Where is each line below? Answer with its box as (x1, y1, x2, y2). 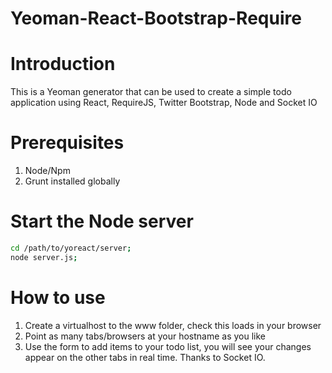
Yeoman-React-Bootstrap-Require (10, 7, 302, 30)
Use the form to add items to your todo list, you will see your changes (24, 340, 312, 352)
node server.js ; (10, 252, 78, 262)
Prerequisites (10, 132, 125, 154)
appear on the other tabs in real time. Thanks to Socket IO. (24, 351, 266, 363)
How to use (10, 286, 106, 309)
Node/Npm (24, 165, 71, 177)
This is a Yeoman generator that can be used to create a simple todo (10, 86, 292, 98)
